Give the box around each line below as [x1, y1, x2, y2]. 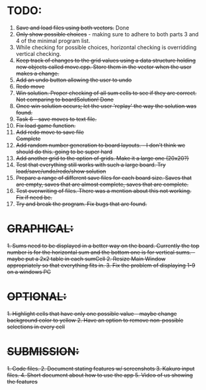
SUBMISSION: [7, 345, 80, 358]
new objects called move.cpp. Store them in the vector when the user [15, 63, 192, 71]
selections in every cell [7, 323, 65, 330]
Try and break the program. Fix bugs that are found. [15, 200, 147, 208]
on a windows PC [7, 268, 51, 275]
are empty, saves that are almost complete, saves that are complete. [15, 181, 189, 188]
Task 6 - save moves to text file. [15, 115, 97, 123]
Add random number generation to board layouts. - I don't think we [15, 141, 186, 149]
